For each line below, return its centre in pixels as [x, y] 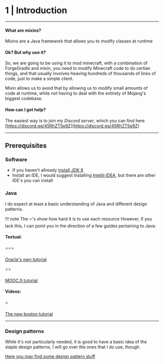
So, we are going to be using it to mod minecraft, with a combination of [76, 63]
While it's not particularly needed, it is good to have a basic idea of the [76, 342]
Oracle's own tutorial [26, 259]
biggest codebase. [24, 99]
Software [16, 160]
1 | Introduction [36, 10]
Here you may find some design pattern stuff [50, 357]
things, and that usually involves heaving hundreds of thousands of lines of [81, 74]
